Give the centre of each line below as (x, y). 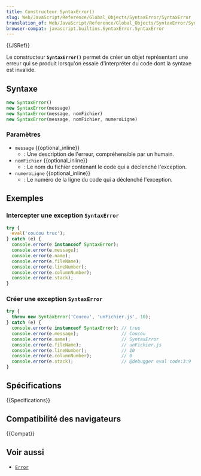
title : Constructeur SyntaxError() (51, 12)
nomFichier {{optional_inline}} (51, 160)
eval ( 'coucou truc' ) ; (39, 234)
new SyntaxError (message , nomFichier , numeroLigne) (72, 119)
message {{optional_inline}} (47, 147)
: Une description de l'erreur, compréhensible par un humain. (99, 154)
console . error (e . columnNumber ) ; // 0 (72, 356)
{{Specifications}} (28, 400)
